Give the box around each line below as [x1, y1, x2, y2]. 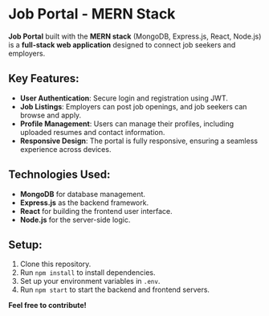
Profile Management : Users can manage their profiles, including [19, 118, 234, 129]
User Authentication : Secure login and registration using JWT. [19, 93, 229, 103]
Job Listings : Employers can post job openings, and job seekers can [19, 101, 247, 111]
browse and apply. [19, 110, 82, 120]
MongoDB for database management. [19, 189, 146, 199]
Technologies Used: [8, 168, 111, 182]
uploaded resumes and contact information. [19, 127, 165, 137]
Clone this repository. [19, 259, 92, 269]
